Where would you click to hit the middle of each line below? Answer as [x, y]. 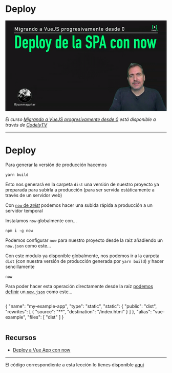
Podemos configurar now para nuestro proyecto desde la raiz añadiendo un [84, 240]
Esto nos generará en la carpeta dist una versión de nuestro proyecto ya [82, 184]
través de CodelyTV [26, 125]
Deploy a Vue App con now [41, 350]
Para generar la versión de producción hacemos [56, 165]
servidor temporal [24, 210]
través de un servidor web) [34, 195]
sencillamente [20, 267]
